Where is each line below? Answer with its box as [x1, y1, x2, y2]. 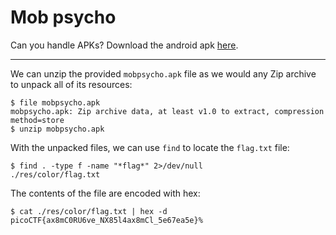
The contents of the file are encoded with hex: [10, 187, 201, 199]
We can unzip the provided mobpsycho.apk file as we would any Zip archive [10, 67, 317, 80]
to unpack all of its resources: [10, 78, 133, 90]
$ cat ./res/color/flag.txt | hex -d [10, 206, 168, 216]
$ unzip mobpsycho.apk [10, 124, 105, 134]
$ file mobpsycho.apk [10, 97, 101, 108]
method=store [10, 115, 65, 125]
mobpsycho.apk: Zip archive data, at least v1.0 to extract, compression [10, 106, 325, 116]
